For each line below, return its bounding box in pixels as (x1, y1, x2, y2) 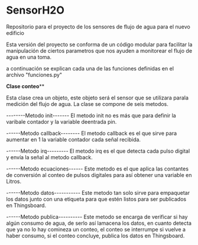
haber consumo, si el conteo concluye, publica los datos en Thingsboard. (6, 232, 185, 239)
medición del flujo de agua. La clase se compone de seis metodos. (6, 100, 168, 107)
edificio (6, 29, 25, 36)
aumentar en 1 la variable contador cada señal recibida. (6, 136, 141, 143)
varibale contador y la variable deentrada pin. (6, 118, 117, 125)
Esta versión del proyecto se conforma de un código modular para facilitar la (6, 41, 193, 48)
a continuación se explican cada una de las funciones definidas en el (6, 65, 174, 72)
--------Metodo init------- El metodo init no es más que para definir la (6, 112, 176, 119)
